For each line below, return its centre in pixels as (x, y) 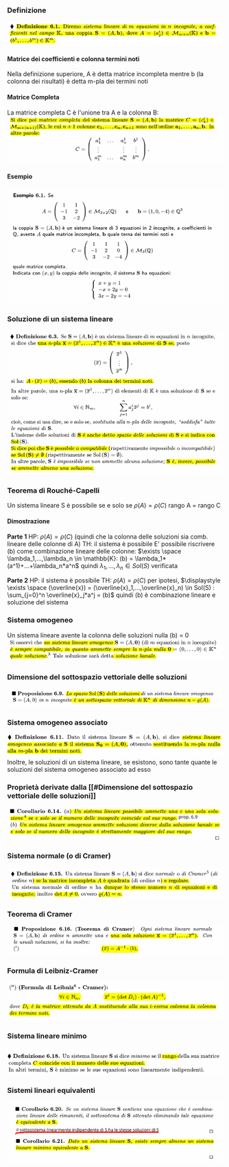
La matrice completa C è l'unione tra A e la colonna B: (83, 113)
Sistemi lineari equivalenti (51, 1090)
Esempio (20, 176)
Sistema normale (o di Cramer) (59, 856)
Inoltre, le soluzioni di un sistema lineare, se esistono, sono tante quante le (112, 762)
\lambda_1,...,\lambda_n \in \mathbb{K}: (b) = (70, 558)
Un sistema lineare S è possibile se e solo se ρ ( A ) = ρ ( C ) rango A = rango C (114, 506)
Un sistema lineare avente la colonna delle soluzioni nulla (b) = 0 (98, 635)
